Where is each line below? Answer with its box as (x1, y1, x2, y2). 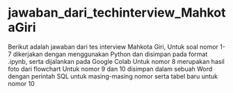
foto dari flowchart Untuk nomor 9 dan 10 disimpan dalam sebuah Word (8, 65, 213, 73)
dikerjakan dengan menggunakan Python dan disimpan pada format (13, 50, 208, 58)
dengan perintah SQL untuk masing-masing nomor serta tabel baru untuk (8, 71, 218, 81)
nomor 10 (8, 79, 35, 87)
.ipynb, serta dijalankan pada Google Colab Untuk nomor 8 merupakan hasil (8, 57, 225, 65)
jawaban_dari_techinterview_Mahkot (8, 5, 226, 21)
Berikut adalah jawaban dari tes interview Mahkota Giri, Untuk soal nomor (8, 42, 218, 51)
